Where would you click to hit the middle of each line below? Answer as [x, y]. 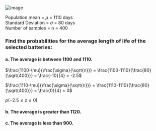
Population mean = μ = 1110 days [39, 17]
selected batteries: [29, 47]
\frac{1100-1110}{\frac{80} [125, 70]
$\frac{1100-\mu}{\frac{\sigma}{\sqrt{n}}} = [51, 70]
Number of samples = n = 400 [36, 28]
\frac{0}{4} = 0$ [55, 90]
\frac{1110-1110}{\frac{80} [123, 85]
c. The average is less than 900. [40, 123]
